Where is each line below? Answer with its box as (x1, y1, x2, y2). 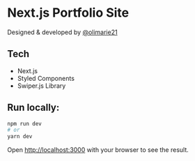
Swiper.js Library (17, 82, 66, 90)
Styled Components (17, 74, 75, 82)
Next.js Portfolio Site (7, 5, 130, 21)
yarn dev (7, 133, 33, 140)
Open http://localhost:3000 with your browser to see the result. (7, 146, 189, 154)
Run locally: (7, 102, 60, 114)
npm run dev (7, 120, 42, 127)
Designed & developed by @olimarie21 (7, 28, 118, 36)
